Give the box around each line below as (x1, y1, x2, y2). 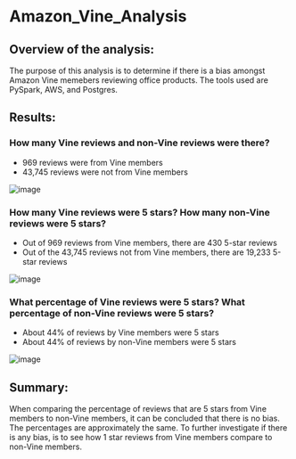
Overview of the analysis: (9, 42, 154, 57)
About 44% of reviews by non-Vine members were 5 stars (21, 337, 236, 348)
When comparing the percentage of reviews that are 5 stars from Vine (9, 404, 267, 414)
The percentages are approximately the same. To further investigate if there (9, 422, 288, 433)
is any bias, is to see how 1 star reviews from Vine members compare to (9, 432, 273, 443)
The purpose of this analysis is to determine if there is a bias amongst (9, 65, 266, 76)
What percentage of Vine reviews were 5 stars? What (9, 296, 245, 308)
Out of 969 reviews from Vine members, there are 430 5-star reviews (21, 237, 278, 248)
